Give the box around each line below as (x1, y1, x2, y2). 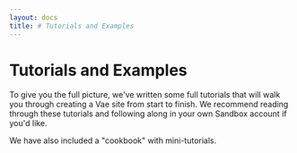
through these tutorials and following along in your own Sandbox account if (9, 108, 287, 119)
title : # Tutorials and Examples (9, 21, 135, 30)
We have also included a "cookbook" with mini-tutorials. (9, 135, 217, 146)
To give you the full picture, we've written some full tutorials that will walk (9, 89, 281, 100)
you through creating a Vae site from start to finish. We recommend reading (9, 99, 289, 110)
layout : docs (9, 13, 58, 22)
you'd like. (9, 118, 48, 129)
